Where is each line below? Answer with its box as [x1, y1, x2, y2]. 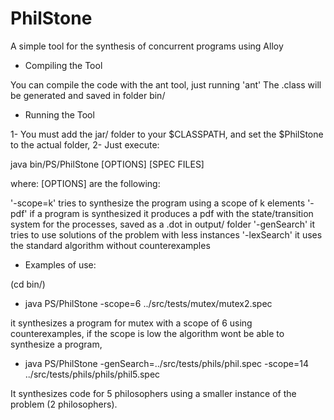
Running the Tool [24, 108, 95, 121]
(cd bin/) [10, 278, 46, 290]
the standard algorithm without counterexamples [10, 239, 211, 251]
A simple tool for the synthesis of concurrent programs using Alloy [10, 40, 284, 52]
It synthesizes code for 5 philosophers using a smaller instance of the [10, 387, 297, 399]
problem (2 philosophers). [10, 398, 118, 410]
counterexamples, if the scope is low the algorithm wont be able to [10, 327, 285, 339]
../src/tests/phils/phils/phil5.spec [24, 368, 161, 380]
